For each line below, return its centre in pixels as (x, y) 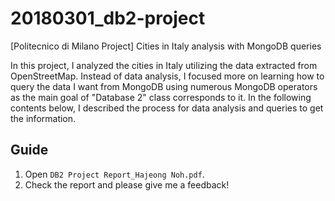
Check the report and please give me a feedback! (127, 184)
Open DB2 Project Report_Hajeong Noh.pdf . (114, 174)
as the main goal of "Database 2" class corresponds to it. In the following (161, 97)
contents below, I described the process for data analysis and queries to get (167, 108)
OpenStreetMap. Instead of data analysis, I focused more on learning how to (167, 76)
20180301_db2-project (108, 18)
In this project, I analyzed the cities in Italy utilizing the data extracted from (164, 65)
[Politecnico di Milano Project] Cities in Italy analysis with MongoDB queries (166, 46)
